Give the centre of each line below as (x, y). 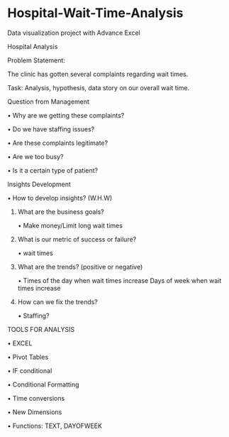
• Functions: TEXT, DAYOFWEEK (55, 426)
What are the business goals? (61, 212)
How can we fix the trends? (57, 302)
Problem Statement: (37, 60)
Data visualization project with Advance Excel (74, 33)
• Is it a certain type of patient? (52, 170)
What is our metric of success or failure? (77, 239)
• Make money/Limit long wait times (70, 225)
